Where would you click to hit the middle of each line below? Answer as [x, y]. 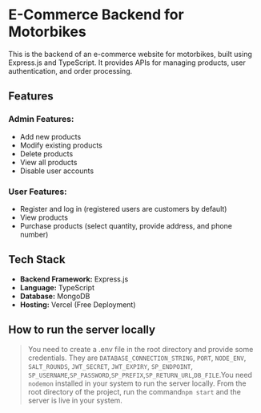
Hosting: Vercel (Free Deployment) [78, 304]
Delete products [46, 153]
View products [44, 217]
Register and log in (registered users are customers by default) [123, 209]
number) [34, 234]
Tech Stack [37, 259]
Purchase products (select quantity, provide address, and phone [126, 225]
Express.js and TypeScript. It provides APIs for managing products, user [127, 63]
